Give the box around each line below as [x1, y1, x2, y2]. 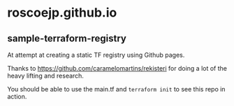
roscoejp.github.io [7, 5, 117, 21]
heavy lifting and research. [7, 71, 84, 80]
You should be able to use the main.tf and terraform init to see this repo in [7, 85, 226, 93]
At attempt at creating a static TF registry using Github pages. [7, 51, 185, 59]
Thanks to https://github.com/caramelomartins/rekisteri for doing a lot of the [7, 64, 227, 72]
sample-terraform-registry [7, 33, 127, 44]
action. [7, 92, 27, 100]
